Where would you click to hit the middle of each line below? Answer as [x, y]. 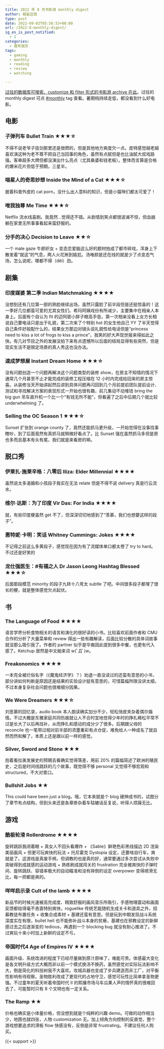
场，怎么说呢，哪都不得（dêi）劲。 [40, 261]
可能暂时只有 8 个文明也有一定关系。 [55, 989]
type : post [16, 19]
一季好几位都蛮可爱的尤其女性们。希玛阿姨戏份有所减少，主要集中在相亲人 [80, 310]
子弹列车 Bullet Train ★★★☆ [41, 136]
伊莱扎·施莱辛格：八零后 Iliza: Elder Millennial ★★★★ [70, 472]
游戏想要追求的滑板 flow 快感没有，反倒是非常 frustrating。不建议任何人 [77, 1025]
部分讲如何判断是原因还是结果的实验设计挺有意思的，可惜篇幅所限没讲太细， [82, 681]
